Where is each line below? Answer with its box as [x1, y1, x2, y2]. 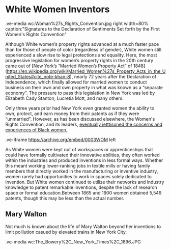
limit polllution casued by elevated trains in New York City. [5, 229, 127, 235]
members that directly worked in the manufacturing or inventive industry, [5, 168, 158, 174]
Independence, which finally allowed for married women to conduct [5, 79, 147, 85]
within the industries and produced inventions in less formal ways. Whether [5, 157, 163, 163]
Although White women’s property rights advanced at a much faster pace [5, 41, 159, 47]
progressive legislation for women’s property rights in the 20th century [5, 57, 154, 63]
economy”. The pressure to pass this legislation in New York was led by [5, 90, 155, 96]
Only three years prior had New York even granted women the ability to [5, 105, 155, 111]
